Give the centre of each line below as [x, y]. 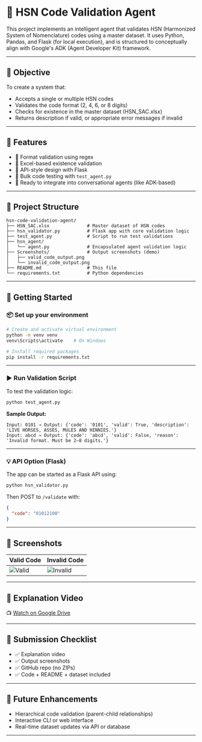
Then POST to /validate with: [43, 497]
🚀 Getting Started [39, 297]
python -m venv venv [32, 335]
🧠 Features [27, 143]
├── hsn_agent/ [25, 242]
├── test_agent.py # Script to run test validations [90, 237]
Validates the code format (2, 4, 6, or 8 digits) [71, 105]
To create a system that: [36, 87]
